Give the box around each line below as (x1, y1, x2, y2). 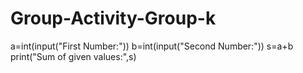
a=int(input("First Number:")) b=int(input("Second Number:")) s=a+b (10, 40, 294, 52)
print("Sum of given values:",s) (10, 50, 137, 62)
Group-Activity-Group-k (10, 7, 217, 30)
